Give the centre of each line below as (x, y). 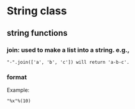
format (17, 77)
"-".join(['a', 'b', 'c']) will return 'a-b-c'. (68, 62)
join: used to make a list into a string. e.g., (68, 50)
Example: (18, 90)
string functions (37, 33)
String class (37, 11)
